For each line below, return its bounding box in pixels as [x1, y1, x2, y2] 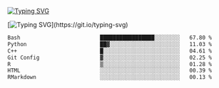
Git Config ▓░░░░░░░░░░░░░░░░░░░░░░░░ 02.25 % [7, 54, 213, 61]
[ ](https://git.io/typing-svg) [7, 21, 128, 28]
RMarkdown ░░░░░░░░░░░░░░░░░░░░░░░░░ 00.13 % [7, 74, 213, 81]
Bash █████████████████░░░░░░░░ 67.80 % [7, 34, 213, 41]
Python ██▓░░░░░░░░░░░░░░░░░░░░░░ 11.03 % [7, 40, 213, 48]
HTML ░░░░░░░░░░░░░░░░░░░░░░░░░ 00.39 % [7, 67, 213, 75]
